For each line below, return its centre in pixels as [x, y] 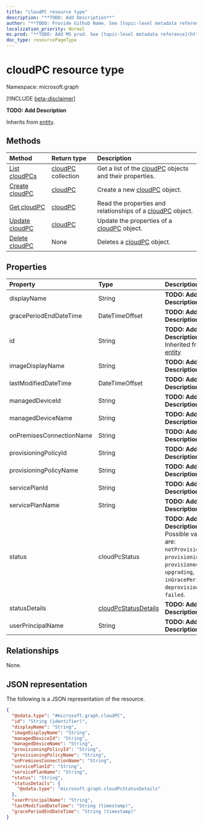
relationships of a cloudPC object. [145, 211]
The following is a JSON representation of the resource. [76, 699]
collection [65, 176]
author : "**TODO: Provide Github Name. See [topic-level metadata [92, 23]
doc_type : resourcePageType [42, 40]
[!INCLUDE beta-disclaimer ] [41, 98]
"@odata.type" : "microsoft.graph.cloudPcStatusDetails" [89, 789]
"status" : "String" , [37, 778]
